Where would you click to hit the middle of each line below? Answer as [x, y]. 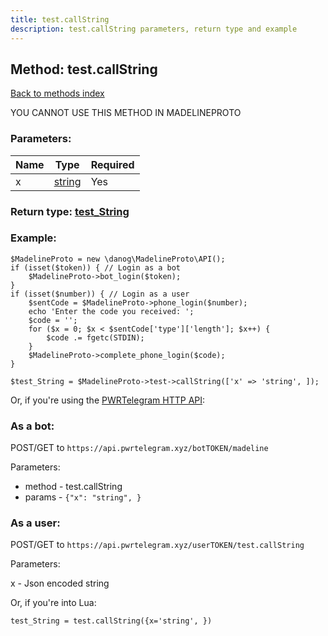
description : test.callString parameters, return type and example [154, 29]
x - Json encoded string [60, 583]
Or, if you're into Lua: [53, 603]
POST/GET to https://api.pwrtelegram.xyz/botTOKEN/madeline [139, 448]
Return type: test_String [70, 211]
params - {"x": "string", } [83, 497]
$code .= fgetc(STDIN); [95, 337]
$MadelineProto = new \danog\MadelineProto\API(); [118, 259]
